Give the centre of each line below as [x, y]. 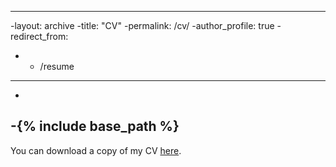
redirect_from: [39, 36]
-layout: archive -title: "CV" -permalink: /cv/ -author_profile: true [142, 25]
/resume [57, 66]
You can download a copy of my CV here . [96, 150]
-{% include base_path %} [95, 126]
